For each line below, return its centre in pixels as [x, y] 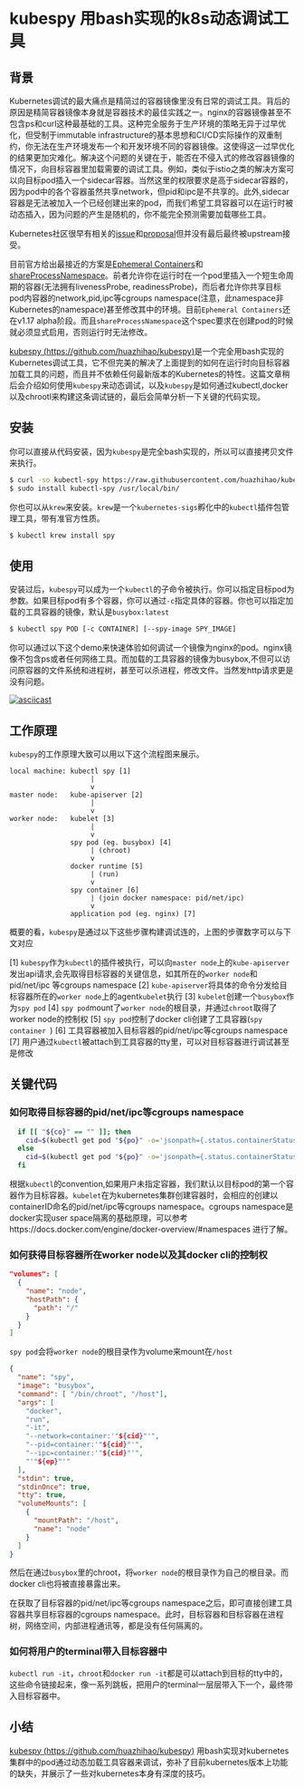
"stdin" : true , [46, 1478]
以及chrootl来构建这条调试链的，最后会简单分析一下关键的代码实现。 [138, 396]
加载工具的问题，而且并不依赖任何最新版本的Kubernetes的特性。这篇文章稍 [150, 374]
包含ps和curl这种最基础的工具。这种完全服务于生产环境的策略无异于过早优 [148, 124]
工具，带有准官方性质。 [61, 518]
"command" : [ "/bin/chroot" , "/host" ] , [93, 1394]
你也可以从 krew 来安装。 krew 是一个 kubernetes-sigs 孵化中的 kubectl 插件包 [146, 507]
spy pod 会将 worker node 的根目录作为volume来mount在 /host [121, 1352]
